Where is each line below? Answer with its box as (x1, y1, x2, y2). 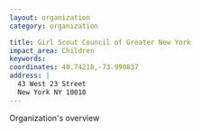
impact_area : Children (9, 46, 95, 55)
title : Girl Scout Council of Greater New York (9, 38, 192, 47)
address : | (9, 71, 50, 81)
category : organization (9, 22, 99, 31)
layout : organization (9, 13, 91, 22)
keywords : (9, 55, 47, 64)
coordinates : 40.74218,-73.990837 (9, 63, 140, 72)
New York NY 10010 (17, 87, 87, 97)
